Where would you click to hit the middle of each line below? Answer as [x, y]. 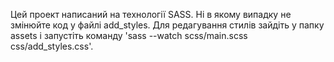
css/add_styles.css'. [52, 46]
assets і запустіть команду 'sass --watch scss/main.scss [129, 35]
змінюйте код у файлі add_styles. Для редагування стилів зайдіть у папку [167, 25]
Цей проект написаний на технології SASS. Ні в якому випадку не [151, 14]
